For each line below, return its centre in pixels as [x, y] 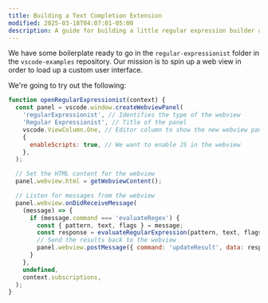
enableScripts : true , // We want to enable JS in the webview [135, 144]
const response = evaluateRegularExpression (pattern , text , [139, 233]
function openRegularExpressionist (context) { [87, 100]
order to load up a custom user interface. [76, 70]
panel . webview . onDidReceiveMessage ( [76, 203]
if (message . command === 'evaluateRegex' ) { [104, 218]
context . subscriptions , [62, 277]
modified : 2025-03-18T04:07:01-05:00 [71, 23]
